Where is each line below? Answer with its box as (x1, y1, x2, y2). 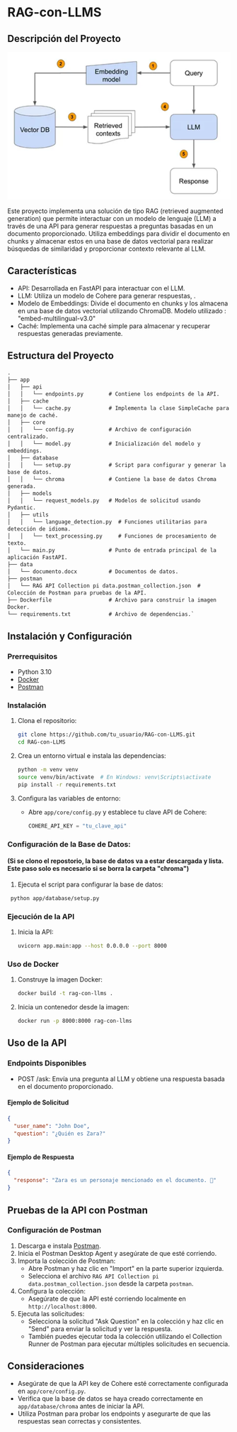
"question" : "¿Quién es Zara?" (13, 1130, 106, 1137)
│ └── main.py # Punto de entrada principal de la (7, 547, 217, 554)
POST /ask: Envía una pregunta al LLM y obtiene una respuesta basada (17, 1074, 225, 1083)
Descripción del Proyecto (7, 33, 122, 45)
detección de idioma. (7, 526, 71, 533)
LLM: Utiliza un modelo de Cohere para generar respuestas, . (17, 291, 196, 300)
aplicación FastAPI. (7, 554, 69, 561)
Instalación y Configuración (7, 630, 132, 642)
